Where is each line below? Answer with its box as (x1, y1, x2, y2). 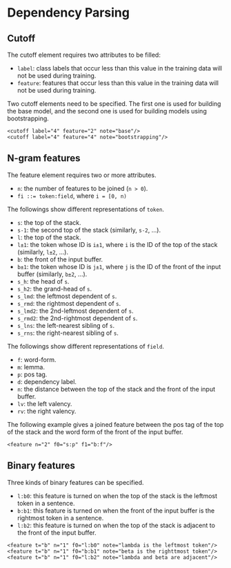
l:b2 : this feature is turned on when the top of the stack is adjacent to (17, 521, 216, 529)
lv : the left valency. (17, 399, 72, 407)
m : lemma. (17, 363, 45, 371)
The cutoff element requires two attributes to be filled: (7, 51, 161, 59)
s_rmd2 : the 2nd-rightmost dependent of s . (17, 313, 138, 322)
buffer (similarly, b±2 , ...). (17, 270, 88, 278)
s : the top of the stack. (17, 218, 81, 226)
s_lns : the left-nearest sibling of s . (17, 321, 115, 329)
